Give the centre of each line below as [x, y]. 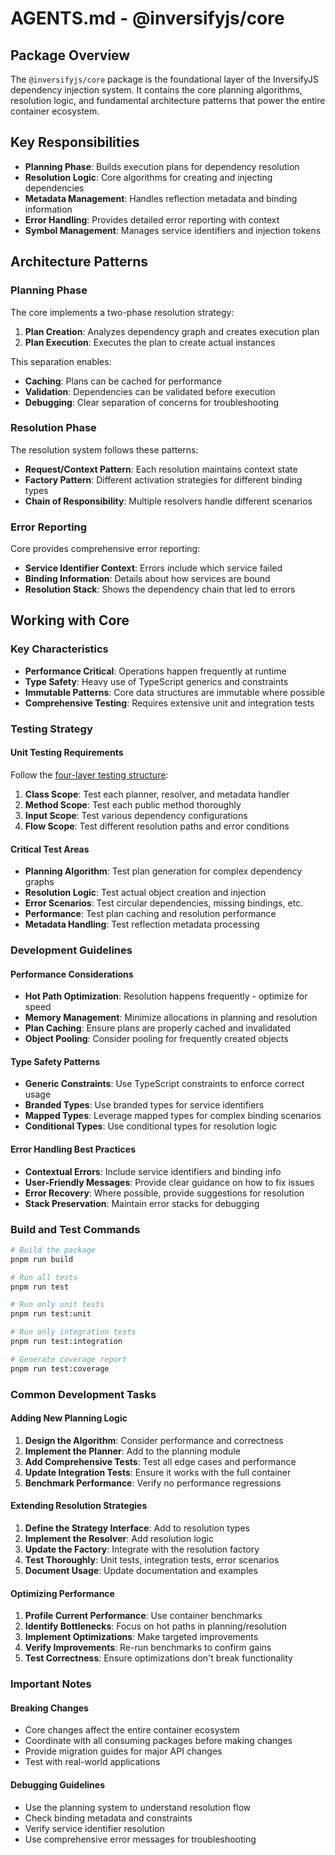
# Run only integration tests [73, 1332]
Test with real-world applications [92, 1762]
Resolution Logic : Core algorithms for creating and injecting [148, 177]
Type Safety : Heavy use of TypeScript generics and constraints [156, 681]
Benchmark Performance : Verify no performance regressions [153, 1483]
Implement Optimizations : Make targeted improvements [141, 1637]
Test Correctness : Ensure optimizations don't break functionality [158, 1658]
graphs [39, 882]
